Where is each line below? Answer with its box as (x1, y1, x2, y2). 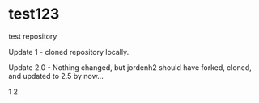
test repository (8, 31, 57, 41)
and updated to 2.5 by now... (8, 71, 104, 80)
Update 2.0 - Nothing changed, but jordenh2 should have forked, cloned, (8, 62, 253, 72)
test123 (8, 5, 60, 23)
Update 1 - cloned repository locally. (8, 47, 129, 56)
